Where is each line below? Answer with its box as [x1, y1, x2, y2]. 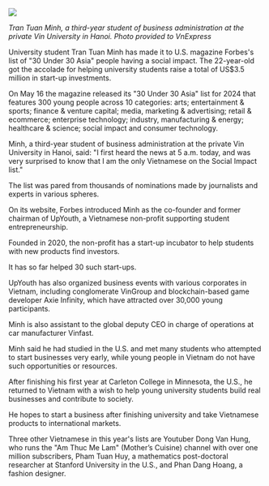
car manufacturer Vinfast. [8, 329, 95, 338]
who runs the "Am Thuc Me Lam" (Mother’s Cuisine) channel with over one [8, 443, 258, 452]
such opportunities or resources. [8, 361, 117, 371]
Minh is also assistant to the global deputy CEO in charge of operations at [8, 320, 254, 329]
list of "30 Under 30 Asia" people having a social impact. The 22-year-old [8, 56, 255, 65]
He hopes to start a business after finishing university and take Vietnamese [8, 410, 259, 419]
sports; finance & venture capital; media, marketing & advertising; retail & [8, 106, 252, 115]
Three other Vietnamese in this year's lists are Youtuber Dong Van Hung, [8, 434, 251, 444]
